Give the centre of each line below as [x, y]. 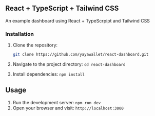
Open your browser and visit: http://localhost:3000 [68, 108]
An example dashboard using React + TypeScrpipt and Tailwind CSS [78, 20]
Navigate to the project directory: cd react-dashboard [69, 64]
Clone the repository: [35, 45]
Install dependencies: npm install [49, 74]
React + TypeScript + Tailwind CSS [62, 8]
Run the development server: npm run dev [57, 102]
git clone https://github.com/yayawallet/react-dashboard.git [81, 55]
